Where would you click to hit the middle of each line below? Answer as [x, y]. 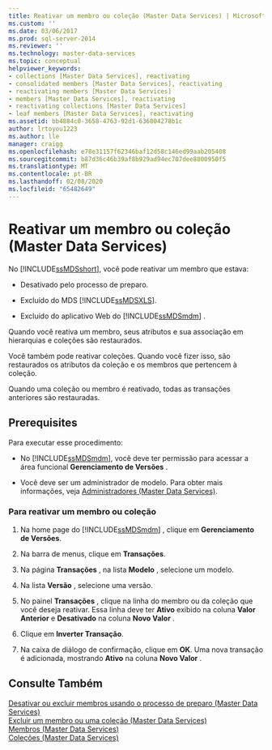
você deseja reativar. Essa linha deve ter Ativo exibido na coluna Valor [138, 609]
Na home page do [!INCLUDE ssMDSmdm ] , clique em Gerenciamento [137, 529]
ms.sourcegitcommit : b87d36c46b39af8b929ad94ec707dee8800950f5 [117, 159]
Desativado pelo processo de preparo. [84, 284]
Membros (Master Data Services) [64, 729]
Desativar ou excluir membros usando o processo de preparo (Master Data [133, 703]
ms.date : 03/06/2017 [43, 31]
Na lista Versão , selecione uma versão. [87, 585]
